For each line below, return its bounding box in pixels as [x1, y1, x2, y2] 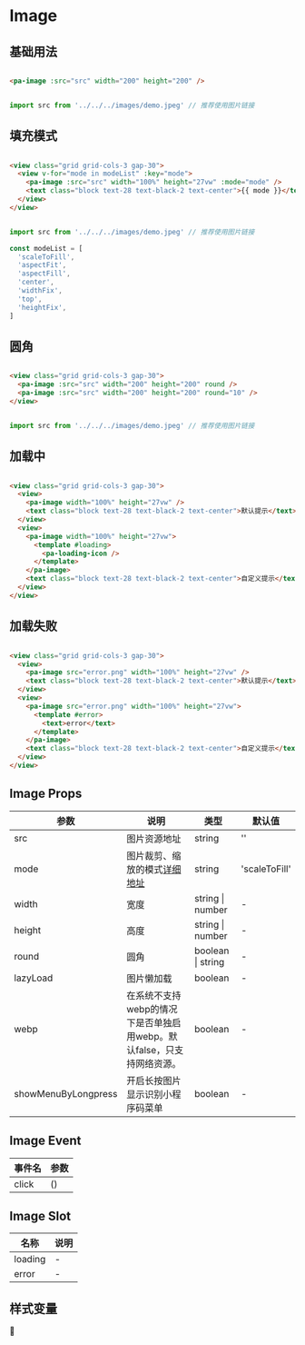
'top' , [17, 294, 43, 304]
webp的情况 [126, 1002, 178, 1015]
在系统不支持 [126, 989, 182, 1001]
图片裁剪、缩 [126, 849, 182, 862]
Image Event [9, 1133, 82, 1149]
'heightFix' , [17, 303, 67, 312]
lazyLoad [14, 971, 54, 984]
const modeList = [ [9, 244, 84, 253]
